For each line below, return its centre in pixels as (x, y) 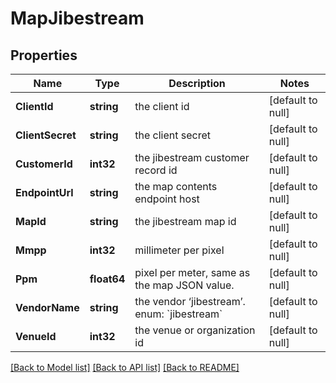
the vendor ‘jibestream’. (190, 301)
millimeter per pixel (179, 250)
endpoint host (167, 199)
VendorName (47, 307)
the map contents (176, 186)
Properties (44, 55)
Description (197, 83)
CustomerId (44, 164)
